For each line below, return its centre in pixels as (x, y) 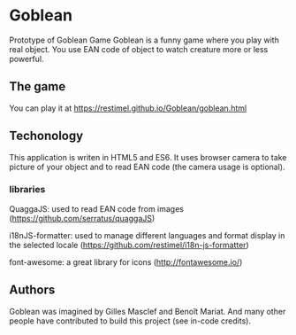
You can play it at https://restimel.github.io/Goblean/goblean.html (128, 108)
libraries (27, 190)
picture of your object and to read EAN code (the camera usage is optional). (147, 167)
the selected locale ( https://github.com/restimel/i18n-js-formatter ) (129, 245)
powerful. (27, 58)
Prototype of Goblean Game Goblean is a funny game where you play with (144, 40)
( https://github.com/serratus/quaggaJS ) (82, 218)
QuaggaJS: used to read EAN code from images (96, 208)
